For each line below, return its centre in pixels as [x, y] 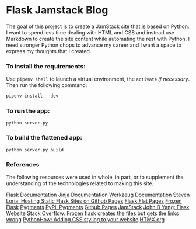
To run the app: [28, 111]
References [23, 164]
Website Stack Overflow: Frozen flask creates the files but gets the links [92, 213]
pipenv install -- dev [32, 96]
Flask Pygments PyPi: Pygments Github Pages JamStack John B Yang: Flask [98, 207]
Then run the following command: [47, 85]
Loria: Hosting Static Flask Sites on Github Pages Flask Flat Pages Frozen [94, 201]
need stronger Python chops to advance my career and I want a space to [94, 45]
